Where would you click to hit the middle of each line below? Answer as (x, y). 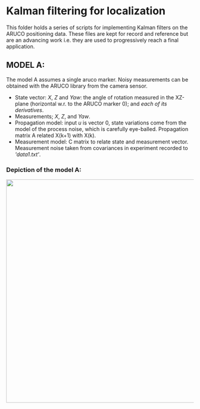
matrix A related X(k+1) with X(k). (55, 135)
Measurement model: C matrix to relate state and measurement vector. (101, 142)
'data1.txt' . (28, 154)
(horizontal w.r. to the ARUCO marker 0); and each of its (98, 104)
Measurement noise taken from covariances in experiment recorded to (101, 148)
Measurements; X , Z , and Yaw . (52, 116)
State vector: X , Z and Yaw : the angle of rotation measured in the (94, 97)
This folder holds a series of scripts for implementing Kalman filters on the (97, 27)
